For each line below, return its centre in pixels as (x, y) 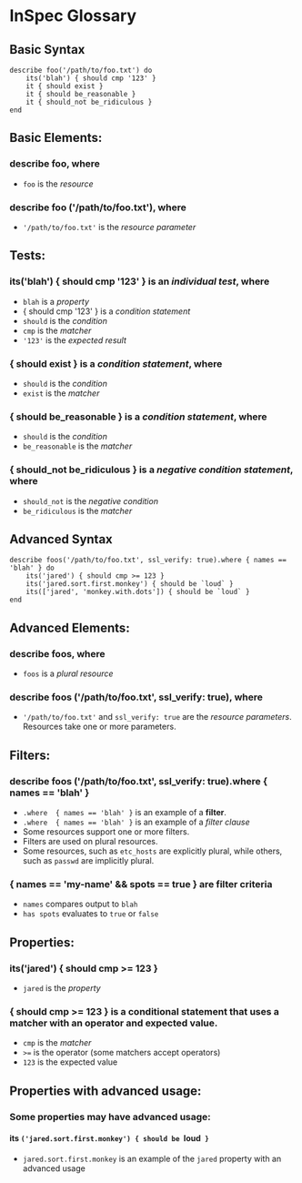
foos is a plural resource (68, 673)
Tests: (27, 256)
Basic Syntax (47, 50)
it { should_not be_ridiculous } (89, 102)
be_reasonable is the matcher (77, 446)
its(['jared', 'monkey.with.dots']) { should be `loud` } (138, 592)
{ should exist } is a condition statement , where (116, 363)
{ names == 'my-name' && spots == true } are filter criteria (141, 884)
